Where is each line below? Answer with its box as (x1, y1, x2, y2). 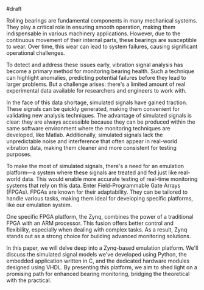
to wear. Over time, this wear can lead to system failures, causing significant (6, 43, 198, 50)
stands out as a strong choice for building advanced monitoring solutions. (6, 233, 191, 239)
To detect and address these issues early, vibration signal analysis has (6, 61, 183, 68)
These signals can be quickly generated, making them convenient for (6, 105, 180, 112)
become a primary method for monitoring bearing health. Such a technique (6, 68, 195, 75)
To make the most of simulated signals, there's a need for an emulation (6, 163, 185, 169)
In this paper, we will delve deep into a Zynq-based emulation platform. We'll (6, 244, 199, 252)
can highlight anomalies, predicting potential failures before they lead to (6, 74, 187, 81)
